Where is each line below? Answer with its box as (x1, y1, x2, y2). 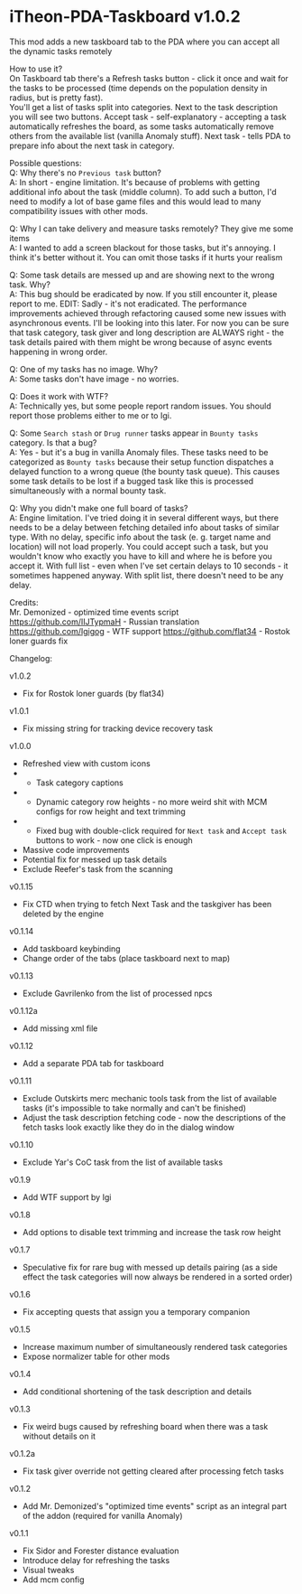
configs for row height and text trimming (35, 806, 187, 817)
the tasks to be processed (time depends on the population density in (9, 82, 268, 93)
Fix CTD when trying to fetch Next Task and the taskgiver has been (22, 898, 272, 909)
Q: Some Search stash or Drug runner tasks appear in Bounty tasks (9, 427, 259, 438)
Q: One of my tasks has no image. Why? (9, 363, 159, 374)
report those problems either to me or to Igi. (9, 409, 172, 421)
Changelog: (9, 652, 52, 663)
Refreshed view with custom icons (22, 757, 151, 769)
